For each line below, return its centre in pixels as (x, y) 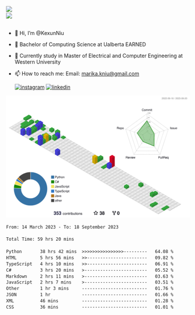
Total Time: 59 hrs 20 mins (40, 239)
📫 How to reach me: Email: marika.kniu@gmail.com (77, 74)
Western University (38, 62)
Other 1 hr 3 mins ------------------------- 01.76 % (90, 289)
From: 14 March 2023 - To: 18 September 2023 (62, 227)
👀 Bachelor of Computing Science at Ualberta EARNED (80, 44)
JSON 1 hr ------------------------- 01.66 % (90, 295)
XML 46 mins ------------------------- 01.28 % (90, 301)
